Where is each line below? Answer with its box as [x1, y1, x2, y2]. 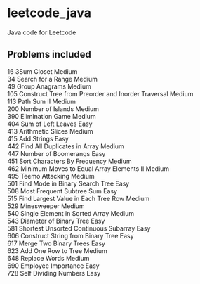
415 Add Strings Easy [7, 134, 69, 143]
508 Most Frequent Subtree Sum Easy [7, 186, 118, 195]
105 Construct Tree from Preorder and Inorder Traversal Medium [7, 89, 194, 98]
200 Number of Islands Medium [7, 104, 100, 113]
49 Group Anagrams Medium [7, 82, 91, 91]
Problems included [7, 49, 91, 60]
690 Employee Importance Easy [7, 262, 100, 270]
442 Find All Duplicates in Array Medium [7, 142, 124, 150]
